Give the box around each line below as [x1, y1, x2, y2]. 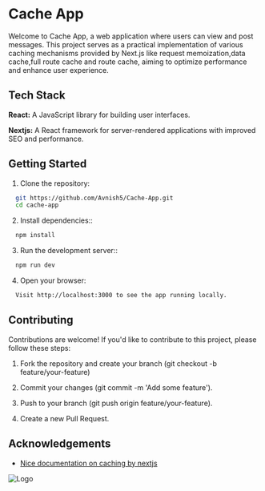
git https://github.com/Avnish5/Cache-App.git [15, 194, 174, 202]
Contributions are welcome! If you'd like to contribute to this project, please [8, 334, 257, 344]
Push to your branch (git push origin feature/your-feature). [19, 398, 213, 408]
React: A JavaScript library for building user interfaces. [8, 110, 191, 119]
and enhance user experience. [8, 65, 110, 74]
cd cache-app [15, 201, 59, 209]
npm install [15, 231, 56, 239]
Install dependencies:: [19, 215, 94, 225]
